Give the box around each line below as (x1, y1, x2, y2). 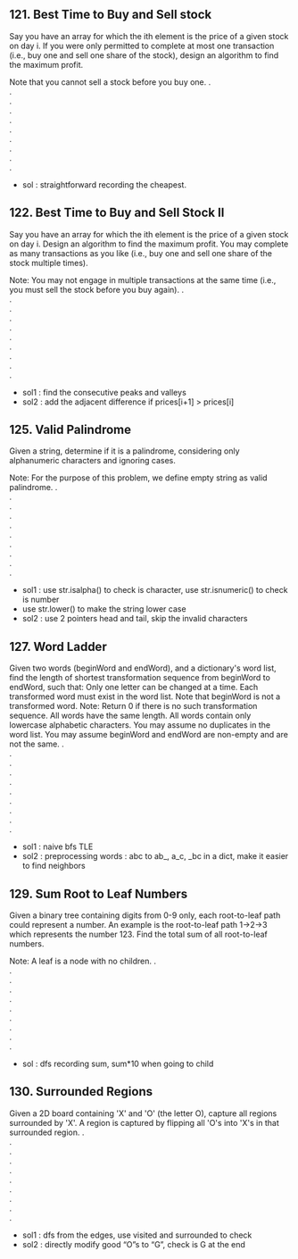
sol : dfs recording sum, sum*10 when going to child (21, 1058, 214, 1070)
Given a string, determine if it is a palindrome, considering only (9, 446, 240, 456)
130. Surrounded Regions (9, 1084, 153, 1099)
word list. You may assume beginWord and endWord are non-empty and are (9, 730, 288, 740)
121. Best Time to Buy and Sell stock (9, 7, 212, 22)
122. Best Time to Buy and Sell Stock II (9, 205, 225, 221)
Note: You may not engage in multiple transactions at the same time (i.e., (9, 274, 277, 285)
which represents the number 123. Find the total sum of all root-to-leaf (9, 929, 268, 940)
